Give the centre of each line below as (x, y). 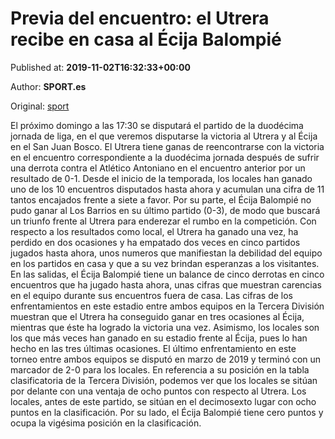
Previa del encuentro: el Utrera (140, 18)
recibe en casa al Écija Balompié (146, 39)
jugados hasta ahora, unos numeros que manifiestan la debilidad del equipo (166, 253)
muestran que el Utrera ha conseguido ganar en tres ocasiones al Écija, (157, 316)
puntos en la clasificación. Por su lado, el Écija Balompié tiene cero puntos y (167, 412)
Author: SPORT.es (48, 86)
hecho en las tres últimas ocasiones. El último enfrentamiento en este (153, 348)
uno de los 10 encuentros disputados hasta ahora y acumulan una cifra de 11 (167, 189)
